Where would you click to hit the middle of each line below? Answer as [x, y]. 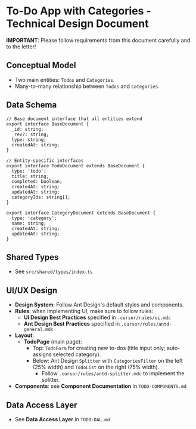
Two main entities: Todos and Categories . [65, 79]
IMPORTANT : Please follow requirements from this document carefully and [98, 40]
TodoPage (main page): [53, 342]
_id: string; [28, 129]
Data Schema [32, 105]
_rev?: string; [30, 134]
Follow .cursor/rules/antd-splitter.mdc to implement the [113, 373]
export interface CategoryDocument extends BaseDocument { [81, 213]
